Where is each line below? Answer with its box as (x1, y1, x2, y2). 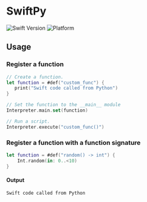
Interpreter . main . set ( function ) (6, 107, 88, 113)
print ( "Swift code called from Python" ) (14, 85, 118, 92)
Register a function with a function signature (6, 138, 141, 147)
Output (6, 177, 25, 184)
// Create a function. (6, 74, 64, 80)
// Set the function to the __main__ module (6, 102, 121, 108)
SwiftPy (6, 4, 47, 18)
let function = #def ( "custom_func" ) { (6, 79, 104, 86)
